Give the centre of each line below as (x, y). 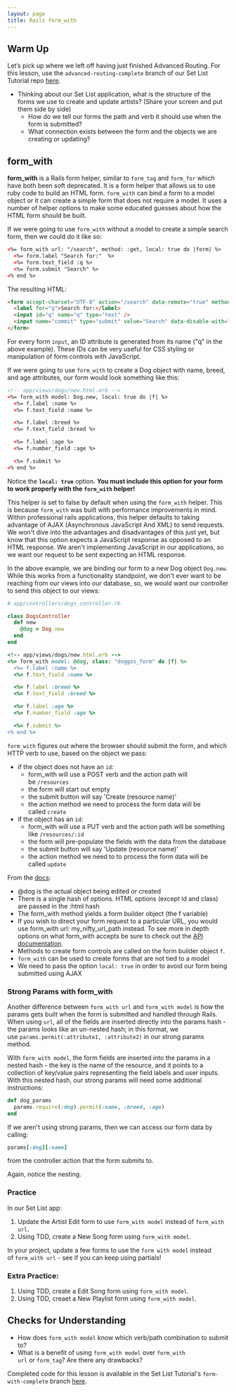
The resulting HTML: (37, 289)
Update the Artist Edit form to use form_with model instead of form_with (121, 1221)
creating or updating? (59, 139)
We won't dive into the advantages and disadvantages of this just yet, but (113, 532)
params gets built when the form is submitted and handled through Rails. (112, 1014)
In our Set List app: (34, 1208)
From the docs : (29, 877)
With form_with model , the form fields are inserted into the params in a (109, 1057)
